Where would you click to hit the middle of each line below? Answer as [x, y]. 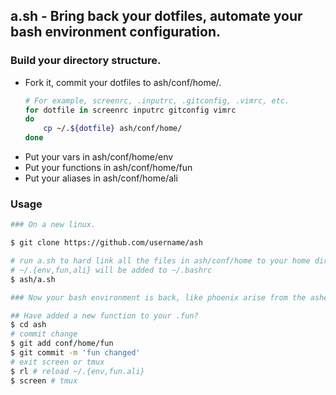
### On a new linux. [53, 225]
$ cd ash [28, 325]
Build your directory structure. [86, 61]
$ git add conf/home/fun [62, 344]
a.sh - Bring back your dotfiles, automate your [156, 16]
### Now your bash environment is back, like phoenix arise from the [158, 297]
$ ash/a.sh [33, 279]
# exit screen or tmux [57, 362]
